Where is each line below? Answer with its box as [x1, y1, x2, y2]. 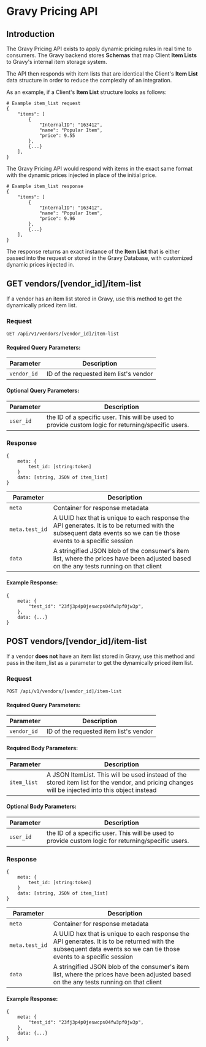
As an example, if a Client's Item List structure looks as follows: [6, 88, 167, 96]
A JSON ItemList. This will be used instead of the [46, 770, 187, 778]
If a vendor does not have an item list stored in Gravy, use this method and [6, 653, 195, 660]
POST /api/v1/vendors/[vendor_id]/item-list [6, 688, 122, 695]
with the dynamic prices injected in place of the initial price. [6, 171, 157, 179]
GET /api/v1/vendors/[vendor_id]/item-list [6, 331, 120, 337]
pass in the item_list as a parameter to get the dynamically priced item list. [6, 659, 194, 666]
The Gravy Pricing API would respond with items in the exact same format [6, 165, 193, 172]
